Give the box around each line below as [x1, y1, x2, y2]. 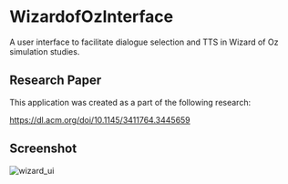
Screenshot [9, 141, 77, 157]
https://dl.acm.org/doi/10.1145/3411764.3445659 [9, 114, 191, 125]
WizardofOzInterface [9, 6, 174, 27]
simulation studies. [9, 46, 80, 56]
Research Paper [9, 73, 102, 88]
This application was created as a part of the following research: [9, 97, 252, 107]
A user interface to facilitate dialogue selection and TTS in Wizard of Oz [9, 36, 279, 47]
